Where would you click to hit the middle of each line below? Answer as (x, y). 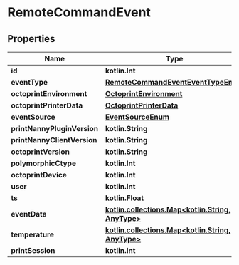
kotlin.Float (125, 198)
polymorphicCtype (44, 163)
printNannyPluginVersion (55, 129)
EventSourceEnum (137, 117)
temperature (33, 234)
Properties (31, 39)
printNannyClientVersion (54, 140)
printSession (33, 250)
